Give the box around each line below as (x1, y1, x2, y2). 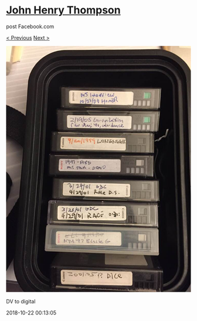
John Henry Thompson (6, 4, 121, 17)
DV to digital (6, 298, 36, 305)
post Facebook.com (6, 23, 55, 30)
